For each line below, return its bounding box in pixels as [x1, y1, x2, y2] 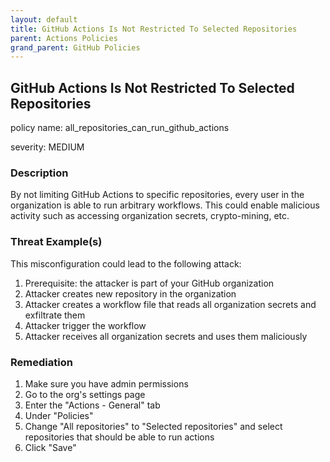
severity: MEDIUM [10, 141, 85, 153]
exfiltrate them [24, 309, 86, 321]
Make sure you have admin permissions [24, 377, 189, 390]
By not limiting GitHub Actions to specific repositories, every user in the [10, 189, 305, 201]
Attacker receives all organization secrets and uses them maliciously [24, 330, 308, 342]
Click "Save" [24, 441, 77, 453]
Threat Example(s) [10, 235, 103, 249]
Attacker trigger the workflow [24, 319, 147, 331]
